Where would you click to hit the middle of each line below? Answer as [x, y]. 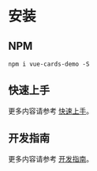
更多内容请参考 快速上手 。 [50, 111]
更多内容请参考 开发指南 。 [50, 158]
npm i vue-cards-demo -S [49, 64]
